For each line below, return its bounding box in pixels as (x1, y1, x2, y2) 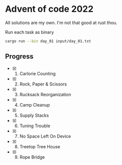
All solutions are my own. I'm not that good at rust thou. (5, 20, 118, 26)
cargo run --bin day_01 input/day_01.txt (5, 38, 91, 44)
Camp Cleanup (19, 102, 50, 108)
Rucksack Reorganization (19, 91, 71, 97)
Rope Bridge (19, 154, 45, 160)
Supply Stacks (19, 112, 49, 118)
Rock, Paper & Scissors (19, 81, 67, 87)
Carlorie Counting (19, 70, 56, 77)
